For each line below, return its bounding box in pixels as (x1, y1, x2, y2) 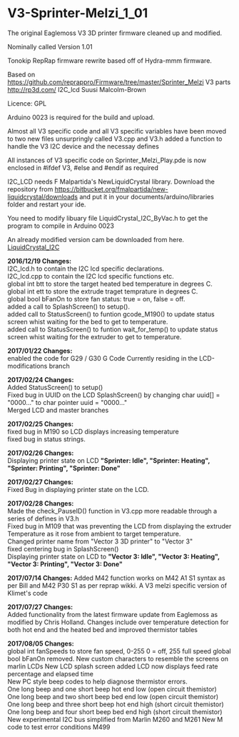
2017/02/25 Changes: (7, 419, 74, 428)
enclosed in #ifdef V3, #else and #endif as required (7, 163, 159, 172)
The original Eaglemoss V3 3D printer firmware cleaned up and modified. (7, 29, 223, 37)
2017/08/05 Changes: (7, 639, 74, 648)
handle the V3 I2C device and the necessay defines (7, 141, 159, 151)
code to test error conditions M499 (7, 723, 111, 731)
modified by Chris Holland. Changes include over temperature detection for (7, 618, 229, 626)
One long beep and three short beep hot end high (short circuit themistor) (7, 700, 225, 708)
